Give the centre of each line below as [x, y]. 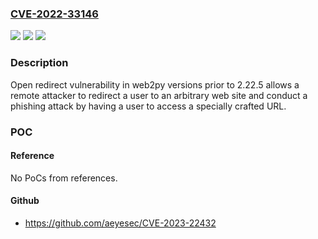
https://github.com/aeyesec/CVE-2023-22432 [120, 223]
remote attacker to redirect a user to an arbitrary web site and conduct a [159, 95]
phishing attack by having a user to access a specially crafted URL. [148, 106]
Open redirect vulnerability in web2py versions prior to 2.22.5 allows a [155, 84]
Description [39, 63]
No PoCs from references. [64, 178]
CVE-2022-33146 [54, 14]
